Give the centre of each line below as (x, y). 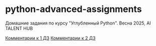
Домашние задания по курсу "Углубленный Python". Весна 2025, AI (78, 23)
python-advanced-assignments (73, 9)
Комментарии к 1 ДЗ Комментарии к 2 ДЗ (50, 38)
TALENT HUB (19, 28)
